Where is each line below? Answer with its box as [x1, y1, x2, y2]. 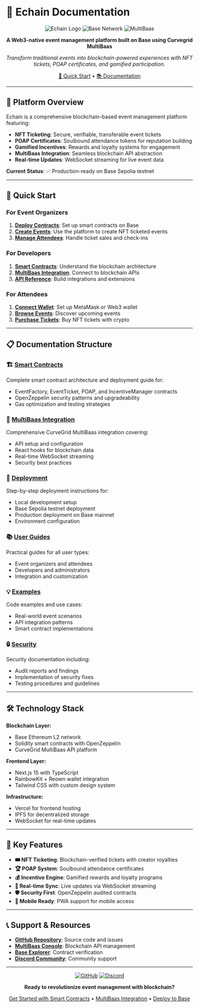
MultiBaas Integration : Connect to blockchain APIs [14, 269, 140, 276]
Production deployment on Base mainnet [14, 511, 114, 519]
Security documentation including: [6, 656, 91, 663]
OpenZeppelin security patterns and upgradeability [14, 394, 140, 401]
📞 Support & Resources [6, 920, 91, 930]
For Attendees [6, 290, 49, 298]
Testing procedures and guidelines [14, 680, 99, 687]
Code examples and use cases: [6, 601, 83, 608]
